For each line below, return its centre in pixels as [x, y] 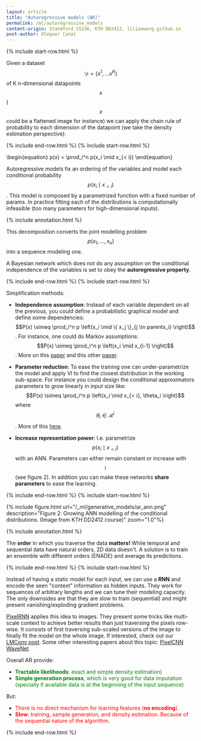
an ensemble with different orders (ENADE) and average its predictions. [94, 555]
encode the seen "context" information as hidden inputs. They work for [94, 586]
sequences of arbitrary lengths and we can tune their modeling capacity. [96, 592]
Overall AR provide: [30, 660]
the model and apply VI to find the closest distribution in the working [99, 374]
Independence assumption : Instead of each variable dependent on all [102, 305]
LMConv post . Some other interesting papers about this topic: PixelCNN [95, 642]
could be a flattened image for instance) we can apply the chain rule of [94, 120]
